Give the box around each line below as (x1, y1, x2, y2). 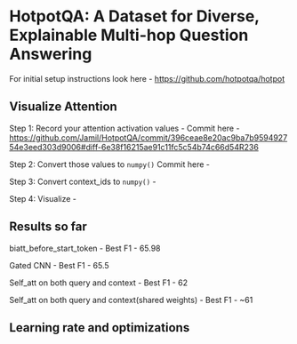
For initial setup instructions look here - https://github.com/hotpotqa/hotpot (9, 73, 285, 84)
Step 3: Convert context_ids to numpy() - (9, 176, 157, 187)
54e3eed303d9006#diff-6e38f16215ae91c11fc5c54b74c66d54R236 (9, 141, 260, 152)
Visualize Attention (9, 100, 117, 115)
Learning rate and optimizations (9, 320, 190, 335)
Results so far (9, 220, 87, 235)
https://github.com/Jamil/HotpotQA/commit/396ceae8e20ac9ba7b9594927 (9, 132, 288, 143)
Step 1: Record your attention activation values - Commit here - (9, 123, 240, 133)
